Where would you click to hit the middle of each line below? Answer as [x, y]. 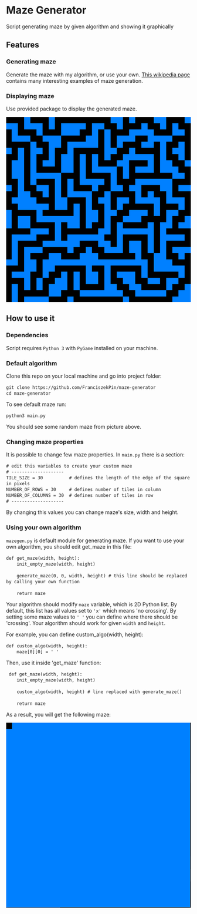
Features [23, 45]
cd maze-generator [28, 393]
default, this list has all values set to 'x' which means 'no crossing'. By [91, 610]
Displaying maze [30, 96]
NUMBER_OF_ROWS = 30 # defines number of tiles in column [84, 490]
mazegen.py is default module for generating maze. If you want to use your [95, 540]
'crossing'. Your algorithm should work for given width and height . [86, 623]
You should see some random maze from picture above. [74, 426]
